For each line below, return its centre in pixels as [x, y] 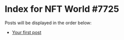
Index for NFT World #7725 [62, 9]
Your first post [26, 32]
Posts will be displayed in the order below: [48, 23]
